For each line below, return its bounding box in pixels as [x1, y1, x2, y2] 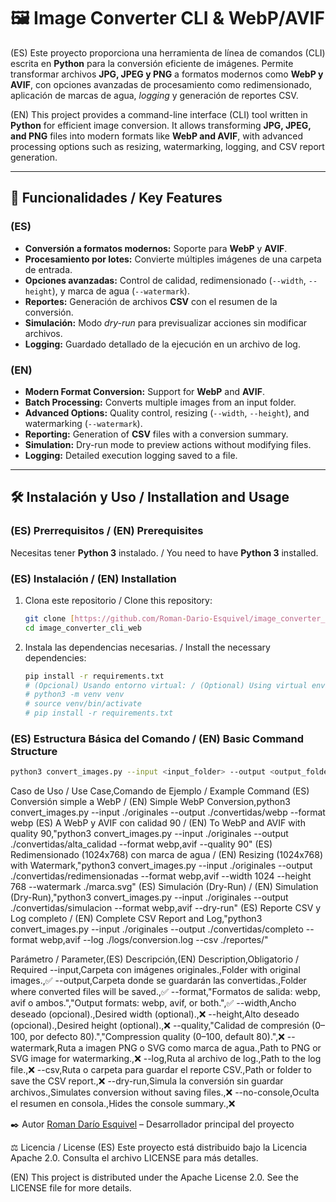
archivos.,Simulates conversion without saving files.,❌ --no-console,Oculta [10, 1086, 320, 1099]
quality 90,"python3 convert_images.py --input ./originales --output [10, 828, 289, 840]
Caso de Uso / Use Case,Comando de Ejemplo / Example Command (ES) [10, 785, 310, 797]
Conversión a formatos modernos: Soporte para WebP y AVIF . [24, 242, 288, 254]
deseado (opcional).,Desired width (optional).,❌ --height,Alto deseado [10, 1008, 300, 1020]
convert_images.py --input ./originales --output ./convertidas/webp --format [10, 806, 326, 819]
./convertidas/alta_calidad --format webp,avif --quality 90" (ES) [10, 838, 273, 850]
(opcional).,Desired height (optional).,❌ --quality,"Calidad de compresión [10, 1020, 310, 1032]
